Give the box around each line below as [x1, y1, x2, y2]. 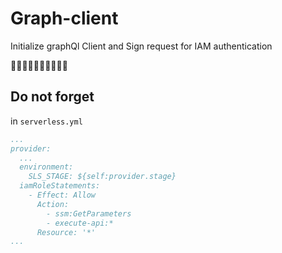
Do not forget [10, 88, 95, 106]
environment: [19, 162, 74, 172]
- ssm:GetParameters [46, 208, 132, 219]
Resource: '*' [36, 227, 97, 237]
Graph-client [10, 7, 119, 30]
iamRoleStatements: [19, 181, 101, 191]
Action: [36, 199, 70, 209]
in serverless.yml [10, 115, 83, 127]
